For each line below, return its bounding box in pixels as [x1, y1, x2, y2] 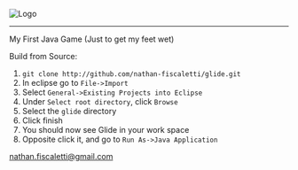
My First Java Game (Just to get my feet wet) [9, 34, 175, 44]
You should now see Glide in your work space [21, 125, 190, 135]
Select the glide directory [21, 106, 117, 116]
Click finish [21, 115, 64, 126]
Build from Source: [9, 51, 78, 61]
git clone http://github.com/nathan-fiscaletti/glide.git [21, 70, 241, 79]
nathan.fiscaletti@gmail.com [9, 151, 114, 161]
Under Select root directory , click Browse [21, 97, 179, 106]
